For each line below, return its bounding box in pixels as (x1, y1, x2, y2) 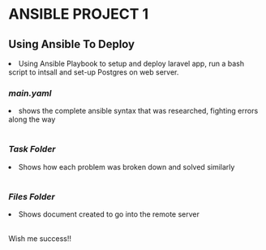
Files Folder (8, 191, 55, 202)
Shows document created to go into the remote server (19, 209, 200, 219)
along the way (8, 114, 56, 124)
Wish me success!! (8, 233, 71, 244)
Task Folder (8, 144, 56, 155)
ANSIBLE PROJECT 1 (8, 5, 149, 24)
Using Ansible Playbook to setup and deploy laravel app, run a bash (19, 58, 245, 68)
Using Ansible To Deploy (8, 37, 135, 51)
